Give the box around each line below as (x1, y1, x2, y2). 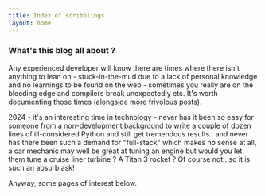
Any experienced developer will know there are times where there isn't (8, 63, 240, 72)
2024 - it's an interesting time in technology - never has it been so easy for (8, 112, 255, 121)
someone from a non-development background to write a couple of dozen (8, 121, 252, 130)
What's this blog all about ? (8, 45, 116, 56)
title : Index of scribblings (8, 11, 105, 20)
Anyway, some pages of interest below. (8, 178, 138, 187)
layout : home (8, 19, 52, 27)
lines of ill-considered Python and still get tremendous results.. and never (8, 129, 249, 139)
